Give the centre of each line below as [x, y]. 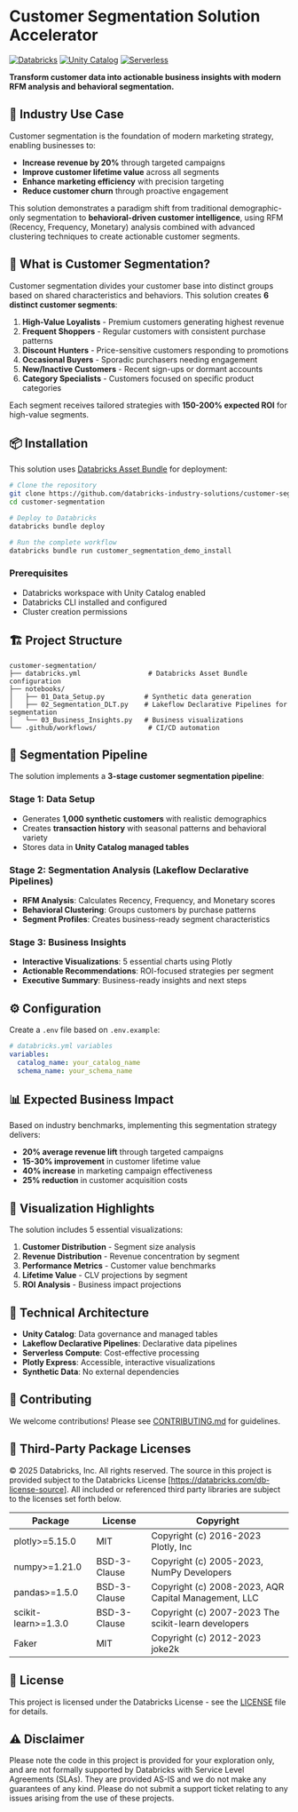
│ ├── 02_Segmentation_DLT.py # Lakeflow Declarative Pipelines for [149, 704]
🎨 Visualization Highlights [82, 1208]
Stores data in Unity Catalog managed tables [106, 846]
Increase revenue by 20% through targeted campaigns [124, 163]
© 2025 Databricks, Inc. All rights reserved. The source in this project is [141, 1470]
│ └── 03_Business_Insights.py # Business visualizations [126, 720]
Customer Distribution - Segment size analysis [109, 1247]
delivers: [25, 1135]
